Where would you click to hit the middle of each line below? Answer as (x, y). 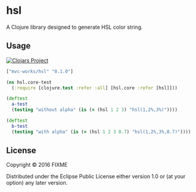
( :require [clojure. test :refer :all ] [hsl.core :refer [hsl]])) (95, 88)
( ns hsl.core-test (29, 82)
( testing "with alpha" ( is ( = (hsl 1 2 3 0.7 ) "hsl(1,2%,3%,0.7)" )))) (101, 132)
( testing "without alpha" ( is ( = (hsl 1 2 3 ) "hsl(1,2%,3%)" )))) (95, 110)
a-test (20, 104)
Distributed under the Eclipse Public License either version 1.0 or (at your (96, 176)
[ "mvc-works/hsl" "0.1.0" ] (40, 71)
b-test (20, 126)
